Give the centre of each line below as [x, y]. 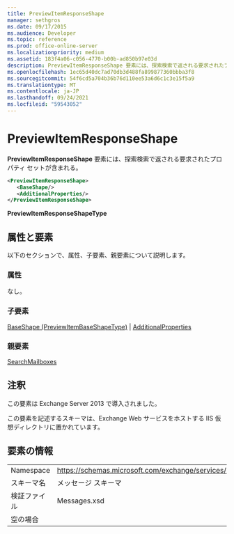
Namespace [31, 470]
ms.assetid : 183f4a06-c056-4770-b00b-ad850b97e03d [82, 59]
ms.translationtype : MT [42, 85]
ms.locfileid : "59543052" [45, 104]
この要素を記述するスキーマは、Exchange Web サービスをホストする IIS [110, 418]
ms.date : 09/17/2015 [37, 26]
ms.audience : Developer [42, 33]
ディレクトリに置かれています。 [58, 427]
